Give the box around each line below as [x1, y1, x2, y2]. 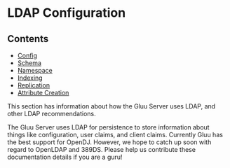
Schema [17, 59, 42, 67]
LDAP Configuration [7, 5, 126, 21]
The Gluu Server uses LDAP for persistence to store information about [7, 123, 210, 131]
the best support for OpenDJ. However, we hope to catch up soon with [7, 138, 212, 146]
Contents [7, 33, 49, 45]
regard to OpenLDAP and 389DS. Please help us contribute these [7, 146, 196, 153]
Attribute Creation [17, 89, 69, 97]
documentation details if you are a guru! [7, 153, 123, 161]
